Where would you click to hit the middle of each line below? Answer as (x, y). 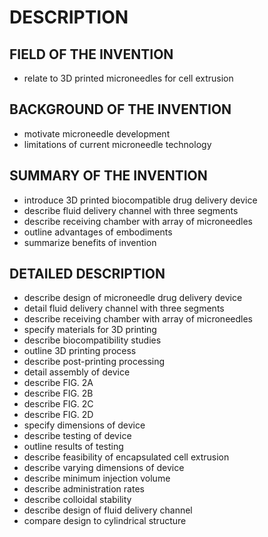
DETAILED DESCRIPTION (87, 274)
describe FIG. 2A (58, 383)
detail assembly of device (77, 372)
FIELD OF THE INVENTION (91, 54)
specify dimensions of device (84, 425)
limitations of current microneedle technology (117, 144)
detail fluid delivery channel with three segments (124, 308)
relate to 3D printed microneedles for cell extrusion (128, 78)
